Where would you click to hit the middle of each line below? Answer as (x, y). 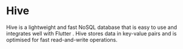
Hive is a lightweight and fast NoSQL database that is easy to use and (91, 27)
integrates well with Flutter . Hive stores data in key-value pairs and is (91, 33)
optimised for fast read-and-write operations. (62, 40)
